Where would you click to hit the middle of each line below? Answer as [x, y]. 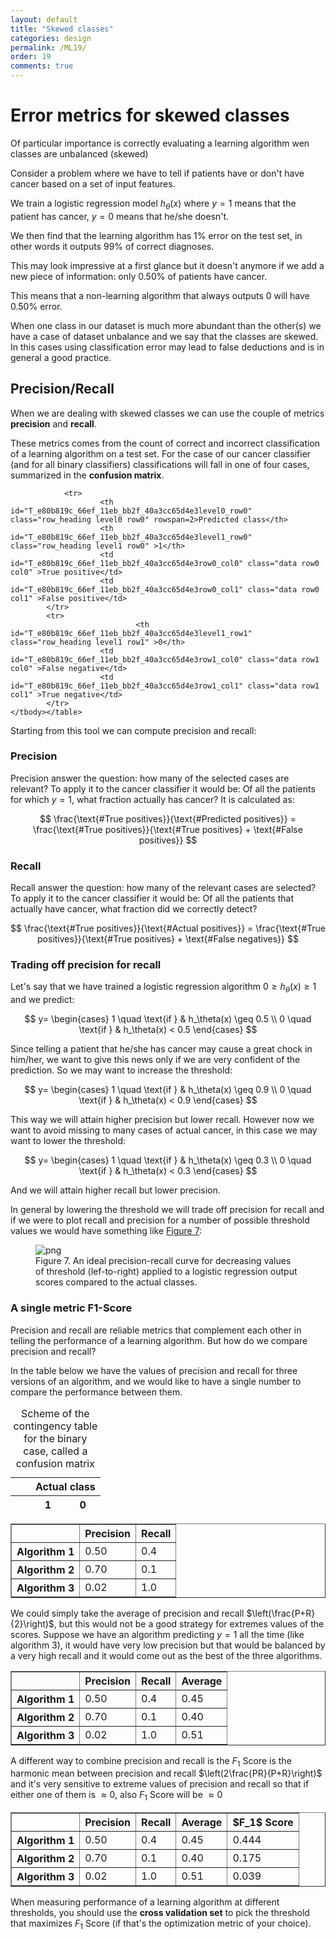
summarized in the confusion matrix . [87, 475]
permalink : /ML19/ [48, 47]
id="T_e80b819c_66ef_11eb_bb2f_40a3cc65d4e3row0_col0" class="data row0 [165, 563]
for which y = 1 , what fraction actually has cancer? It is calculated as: [152, 799]
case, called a [55, 1451]
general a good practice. [61, 357]
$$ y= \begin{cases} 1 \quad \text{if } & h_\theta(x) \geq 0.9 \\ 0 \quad [168, 1090]
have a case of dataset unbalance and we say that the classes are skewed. [164, 336]
